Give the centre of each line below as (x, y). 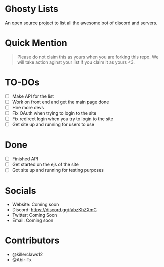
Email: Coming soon (33, 220)
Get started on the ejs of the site (45, 165)
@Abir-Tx (22, 260)
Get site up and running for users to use (53, 125)
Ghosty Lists (32, 9)
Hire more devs (28, 107)
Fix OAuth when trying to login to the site (54, 113)
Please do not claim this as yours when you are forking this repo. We (88, 57)
